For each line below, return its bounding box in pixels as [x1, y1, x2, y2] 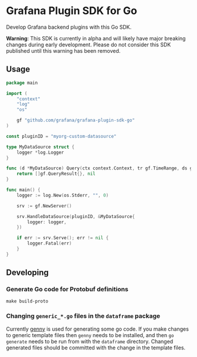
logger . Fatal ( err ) [27, 240, 72, 247]
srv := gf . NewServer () [16, 203, 72, 209]
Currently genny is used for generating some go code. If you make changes [6, 325, 189, 332]
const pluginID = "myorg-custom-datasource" [6, 133, 117, 139]
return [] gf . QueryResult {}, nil [16, 171, 96, 177]
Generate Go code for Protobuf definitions [6, 285, 129, 294]
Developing [6, 268, 49, 278]
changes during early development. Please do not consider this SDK [6, 41, 171, 48]
